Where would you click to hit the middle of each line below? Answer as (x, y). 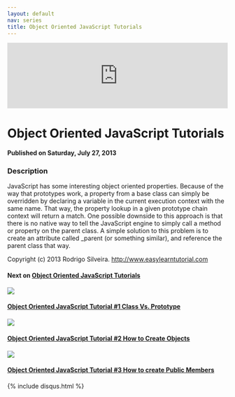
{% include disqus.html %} (46, 386)
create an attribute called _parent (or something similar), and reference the (115, 238)
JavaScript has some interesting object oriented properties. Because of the (115, 186)
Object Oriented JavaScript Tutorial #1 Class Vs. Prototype (94, 307)
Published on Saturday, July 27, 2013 (62, 153)
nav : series (24, 20)
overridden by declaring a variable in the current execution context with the (116, 201)
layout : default (31, 14)
